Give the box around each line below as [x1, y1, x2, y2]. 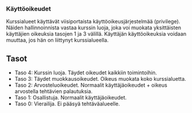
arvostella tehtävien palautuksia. [14, 88, 92, 95]
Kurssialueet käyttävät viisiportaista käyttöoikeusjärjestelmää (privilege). [6, 18, 180, 25]
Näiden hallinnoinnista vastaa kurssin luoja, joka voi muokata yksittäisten [6, 24, 181, 31]
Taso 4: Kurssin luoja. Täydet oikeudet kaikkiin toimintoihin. [14, 69, 157, 76]
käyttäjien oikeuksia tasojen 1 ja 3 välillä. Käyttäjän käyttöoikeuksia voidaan [6, 30, 187, 37]
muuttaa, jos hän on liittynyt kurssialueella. [6, 37, 109, 44]
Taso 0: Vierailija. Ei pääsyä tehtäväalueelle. [14, 100, 120, 107]
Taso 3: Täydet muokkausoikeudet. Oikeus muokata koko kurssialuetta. [14, 76, 186, 83]
